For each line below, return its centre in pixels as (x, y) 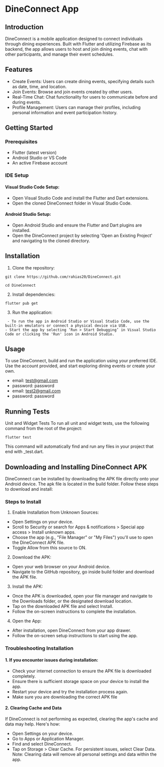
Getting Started (29, 128)
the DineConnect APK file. (38, 542)
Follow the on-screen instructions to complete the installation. (74, 612)
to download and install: (29, 489)
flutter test (18, 437)
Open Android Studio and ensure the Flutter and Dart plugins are (77, 225)
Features (19, 70)
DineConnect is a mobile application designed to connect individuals (74, 39)
